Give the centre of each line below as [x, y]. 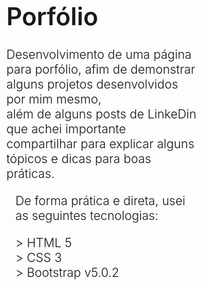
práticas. [30, 174]
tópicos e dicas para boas [79, 159]
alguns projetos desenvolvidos [92, 84]
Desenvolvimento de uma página [99, 54]
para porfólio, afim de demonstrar [101, 70]
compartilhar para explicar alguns [100, 144]
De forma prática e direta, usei [100, 201]
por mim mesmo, [54, 99]
